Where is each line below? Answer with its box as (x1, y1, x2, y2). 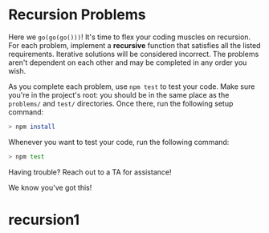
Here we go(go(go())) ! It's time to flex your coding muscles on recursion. (8, 32, 251, 42)
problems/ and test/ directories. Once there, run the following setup (8, 98, 234, 108)
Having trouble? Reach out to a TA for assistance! (8, 167, 172, 177)
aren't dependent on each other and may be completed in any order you (8, 58, 247, 67)
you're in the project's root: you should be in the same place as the (8, 90, 230, 99)
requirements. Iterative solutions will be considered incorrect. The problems (8, 49, 259, 58)
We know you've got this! (8, 183, 92, 192)
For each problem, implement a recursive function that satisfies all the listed (8, 40, 261, 50)
